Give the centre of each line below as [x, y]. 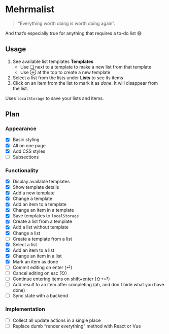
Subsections [26, 157]
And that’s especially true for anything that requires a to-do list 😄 [74, 33]
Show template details [36, 187]
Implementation [25, 309]
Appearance [21, 129]
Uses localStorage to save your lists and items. [55, 98]
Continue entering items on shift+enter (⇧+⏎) [61, 279]
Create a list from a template [42, 221]
